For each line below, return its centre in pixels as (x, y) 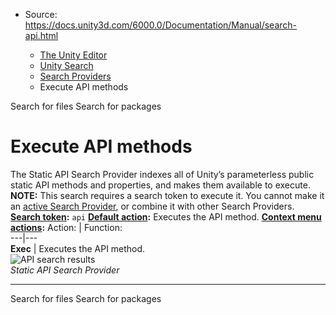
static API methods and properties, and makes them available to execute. (160, 185)
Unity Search (66, 65)
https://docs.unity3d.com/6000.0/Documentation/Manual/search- (161, 25)
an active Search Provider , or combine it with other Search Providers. (152, 206)
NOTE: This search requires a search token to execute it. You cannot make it (167, 195)
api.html (41, 35)
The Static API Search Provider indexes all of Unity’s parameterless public (162, 174)
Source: (41, 14)
